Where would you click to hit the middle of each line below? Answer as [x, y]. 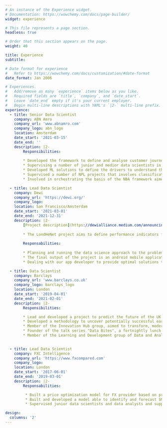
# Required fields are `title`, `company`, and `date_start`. [73, 96]
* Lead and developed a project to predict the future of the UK [92, 317]
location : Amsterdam [35, 133]
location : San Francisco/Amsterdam [51, 207]
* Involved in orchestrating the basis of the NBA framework [88, 179]
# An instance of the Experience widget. [49, 10]
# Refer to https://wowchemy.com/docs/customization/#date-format [78, 73]
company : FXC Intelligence [42, 354]
